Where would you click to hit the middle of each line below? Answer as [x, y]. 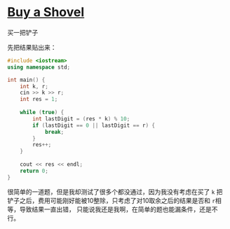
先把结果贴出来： [32, 47]
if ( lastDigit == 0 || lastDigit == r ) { [94, 125]
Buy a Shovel [46, 12]
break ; [54, 132]
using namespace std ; [39, 67]
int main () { [26, 80]
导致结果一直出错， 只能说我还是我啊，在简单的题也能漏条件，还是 [115, 209]
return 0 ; [34, 171]
